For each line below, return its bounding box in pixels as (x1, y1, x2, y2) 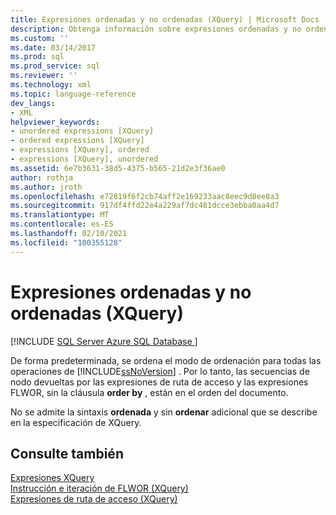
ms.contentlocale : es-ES (10, 219, 114, 230)
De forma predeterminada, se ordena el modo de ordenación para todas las (10, 354, 322, 366)
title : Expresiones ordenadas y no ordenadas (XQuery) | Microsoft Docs (10, 14, 320, 25)
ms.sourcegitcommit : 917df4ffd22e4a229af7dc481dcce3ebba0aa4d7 (10, 201, 280, 211)
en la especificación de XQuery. (10, 416, 142, 428)
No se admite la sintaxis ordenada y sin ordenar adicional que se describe (10, 406, 318, 418)
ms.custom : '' (10, 33, 70, 43)
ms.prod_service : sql (10, 61, 101, 71)
